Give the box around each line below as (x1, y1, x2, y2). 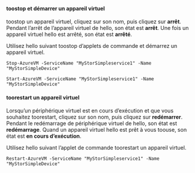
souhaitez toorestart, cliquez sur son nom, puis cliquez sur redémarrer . (6, 114, 183, 121)
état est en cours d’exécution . (6, 132, 82, 140)
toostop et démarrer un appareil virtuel (6, 5, 105, 12)
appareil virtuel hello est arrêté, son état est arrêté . (6, 31, 133, 38)
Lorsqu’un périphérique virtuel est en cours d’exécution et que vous (6, 107, 174, 114)
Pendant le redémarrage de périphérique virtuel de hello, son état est (6, 120, 178, 127)
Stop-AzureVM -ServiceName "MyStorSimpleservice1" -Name (6, 60, 152, 66)
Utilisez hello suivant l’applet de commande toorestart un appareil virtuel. (6, 144, 187, 151)
